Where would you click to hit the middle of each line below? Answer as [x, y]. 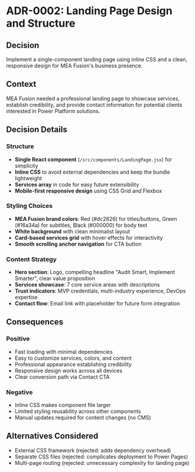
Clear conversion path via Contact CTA [62, 377]
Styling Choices [30, 206]
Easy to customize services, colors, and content [73, 358]
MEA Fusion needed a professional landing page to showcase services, [93, 98]
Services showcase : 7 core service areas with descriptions [87, 285]
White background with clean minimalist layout [72, 231]
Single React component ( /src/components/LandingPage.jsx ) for [93, 159]
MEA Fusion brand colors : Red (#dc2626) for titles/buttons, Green [96, 219]
